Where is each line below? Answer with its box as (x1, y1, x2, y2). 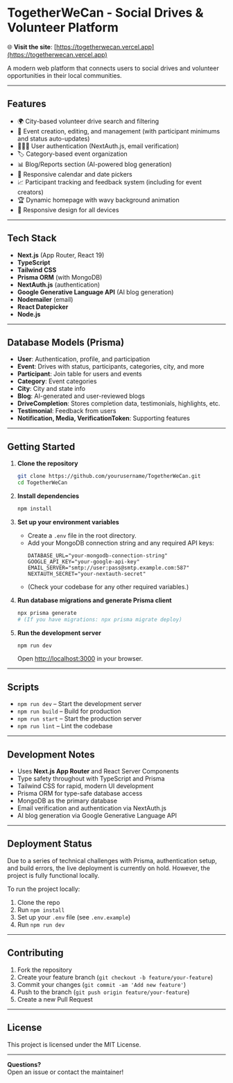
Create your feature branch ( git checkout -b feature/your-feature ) (17, 972, 214, 981)
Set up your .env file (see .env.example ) (17, 913, 131, 921)
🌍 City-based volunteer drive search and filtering (17, 117, 159, 125)
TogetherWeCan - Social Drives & (7, 5, 204, 21)
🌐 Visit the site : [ (7, 42, 57, 51)
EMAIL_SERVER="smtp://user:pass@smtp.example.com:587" (27, 564, 189, 571)
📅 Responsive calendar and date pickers (17, 170, 133, 178)
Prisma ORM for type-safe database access (17, 789, 143, 798)
